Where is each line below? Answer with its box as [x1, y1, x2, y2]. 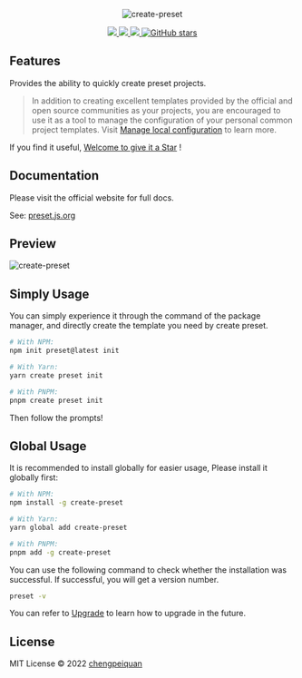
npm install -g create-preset [9, 498, 124, 507]
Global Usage [9, 438, 87, 454]
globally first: [9, 472, 59, 483]
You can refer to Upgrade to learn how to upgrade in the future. [9, 608, 247, 619]
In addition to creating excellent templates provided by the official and [31, 95, 293, 106]
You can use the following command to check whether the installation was [9, 564, 287, 575]
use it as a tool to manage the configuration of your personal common [31, 114, 293, 125]
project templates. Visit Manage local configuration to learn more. [31, 123, 278, 135]
